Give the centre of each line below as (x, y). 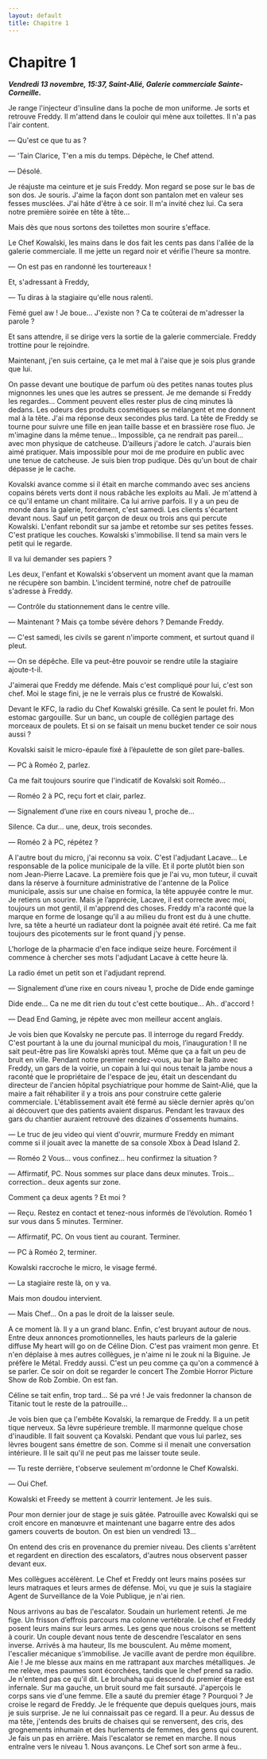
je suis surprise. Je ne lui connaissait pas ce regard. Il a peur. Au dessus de (132, 1713)
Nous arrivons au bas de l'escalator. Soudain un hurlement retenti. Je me (128, 1612)
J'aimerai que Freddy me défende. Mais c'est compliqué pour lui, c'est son (130, 685)
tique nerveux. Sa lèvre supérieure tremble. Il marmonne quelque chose (126, 1427)
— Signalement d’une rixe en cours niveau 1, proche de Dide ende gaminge (131, 988)
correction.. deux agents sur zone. (65, 1182)
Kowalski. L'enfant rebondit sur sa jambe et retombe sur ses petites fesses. (131, 526)
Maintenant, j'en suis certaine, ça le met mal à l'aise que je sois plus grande (132, 361)
